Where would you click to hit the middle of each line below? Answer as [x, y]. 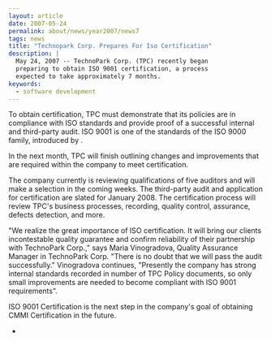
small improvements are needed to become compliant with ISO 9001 [123, 283]
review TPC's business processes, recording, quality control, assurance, [129, 206]
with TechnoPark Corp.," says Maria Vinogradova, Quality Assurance [123, 248]
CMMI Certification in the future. [62, 315]
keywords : [25, 84]
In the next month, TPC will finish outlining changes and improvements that [134, 156]
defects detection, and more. [57, 215]
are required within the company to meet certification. [99, 165]
